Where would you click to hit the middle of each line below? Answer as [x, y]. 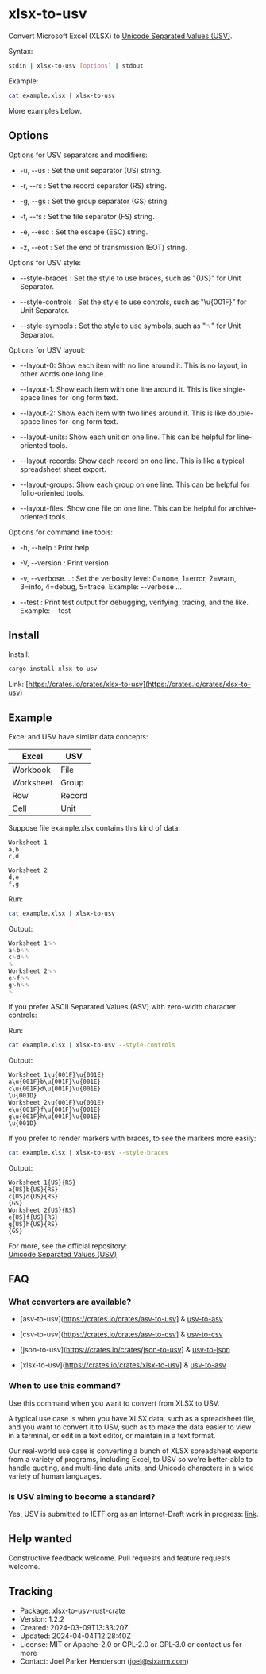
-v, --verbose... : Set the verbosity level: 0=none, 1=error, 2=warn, [128, 578]
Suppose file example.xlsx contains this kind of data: [94, 828]
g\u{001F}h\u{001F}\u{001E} [55, 1117]
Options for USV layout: [47, 349]
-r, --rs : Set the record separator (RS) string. [93, 185]
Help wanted [40, 1539]
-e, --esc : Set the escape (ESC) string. [84, 232]
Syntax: [21, 51]
